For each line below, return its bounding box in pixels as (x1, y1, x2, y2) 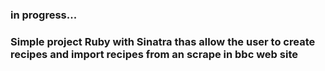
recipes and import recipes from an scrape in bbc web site (10, 47, 298, 61)
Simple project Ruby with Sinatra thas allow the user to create (10, 34, 316, 48)
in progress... (10, 8, 78, 22)
